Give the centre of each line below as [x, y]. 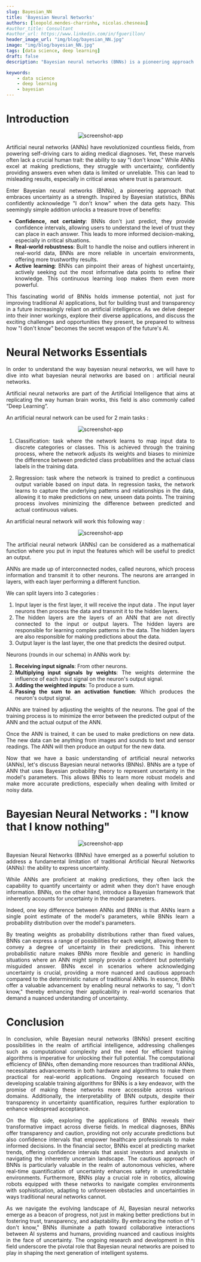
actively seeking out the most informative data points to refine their [105, 272]
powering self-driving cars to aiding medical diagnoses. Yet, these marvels [100, 153]
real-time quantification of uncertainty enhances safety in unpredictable [100, 1171]
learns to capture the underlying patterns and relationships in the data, [105, 490]
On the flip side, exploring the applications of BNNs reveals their [100, 1120]
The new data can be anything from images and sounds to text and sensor [100, 740]
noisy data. [20, 790]
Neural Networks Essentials [77, 352]
